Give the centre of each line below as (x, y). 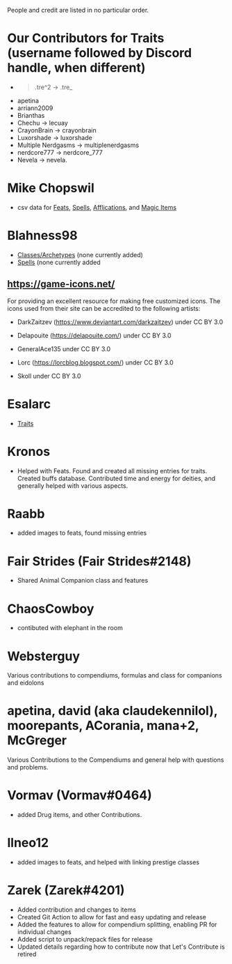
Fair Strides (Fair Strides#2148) (99, 561)
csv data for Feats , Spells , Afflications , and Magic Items (97, 207)
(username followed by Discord (100, 53)
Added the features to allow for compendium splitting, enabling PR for (117, 924)
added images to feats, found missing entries (82, 533)
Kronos (29, 451)
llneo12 (28, 843)
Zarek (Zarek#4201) (66, 890)
